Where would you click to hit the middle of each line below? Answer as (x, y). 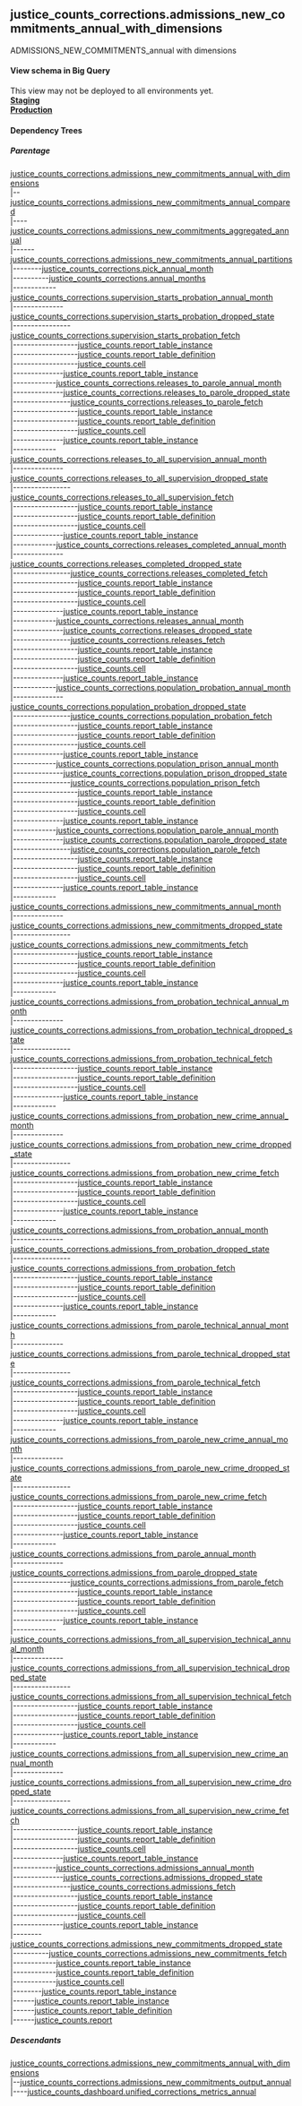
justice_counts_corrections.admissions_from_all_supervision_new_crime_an (150, 1753)
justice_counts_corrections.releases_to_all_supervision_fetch (122, 497)
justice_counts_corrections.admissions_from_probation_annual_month (139, 1230)
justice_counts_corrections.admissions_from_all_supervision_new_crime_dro (151, 1782)
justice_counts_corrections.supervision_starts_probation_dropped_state (142, 316)
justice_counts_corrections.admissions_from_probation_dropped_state (140, 1249)
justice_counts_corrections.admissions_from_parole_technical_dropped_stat (150, 1354)
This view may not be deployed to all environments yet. (112, 91)
